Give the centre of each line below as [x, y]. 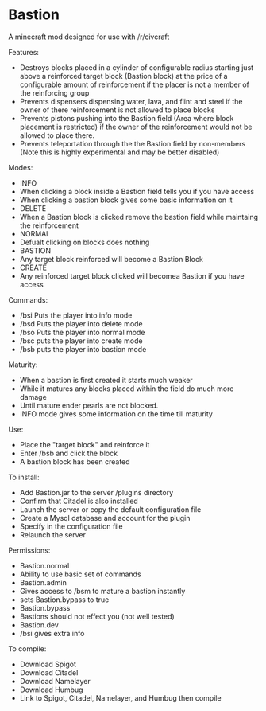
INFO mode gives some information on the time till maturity [116, 414]
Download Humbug [51, 690]
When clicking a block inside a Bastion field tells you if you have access [137, 191]
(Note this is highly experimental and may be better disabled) [120, 152]
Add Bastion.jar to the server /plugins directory [96, 492]
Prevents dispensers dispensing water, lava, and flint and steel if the [131, 101]
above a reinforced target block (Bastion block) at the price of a [123, 76]
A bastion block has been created [75, 461]
